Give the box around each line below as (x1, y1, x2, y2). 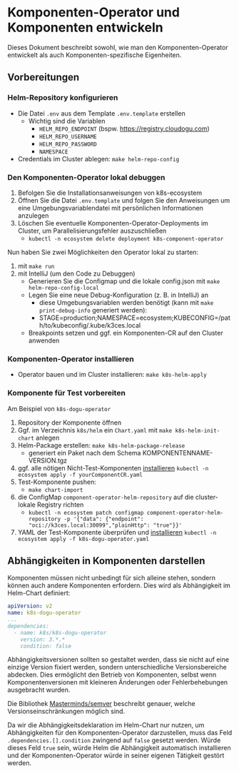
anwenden (28, 336, 60, 345)
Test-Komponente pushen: (17, 478, 96, 486)
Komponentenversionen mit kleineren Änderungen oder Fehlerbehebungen (7, 678, 228, 687)
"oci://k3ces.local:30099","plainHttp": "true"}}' (28, 522, 183, 529)
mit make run (17, 261, 55, 270)
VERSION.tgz (28, 456, 68, 465)
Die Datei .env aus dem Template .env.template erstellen (17, 108, 185, 118)
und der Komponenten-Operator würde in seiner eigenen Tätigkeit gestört (7, 751, 225, 760)
